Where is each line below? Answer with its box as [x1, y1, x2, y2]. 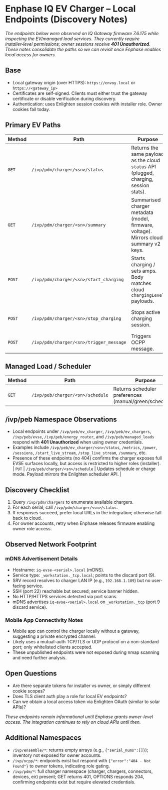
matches [131, 280, 151, 287]
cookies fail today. [12, 106, 50, 112]
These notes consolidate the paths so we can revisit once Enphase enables [5, 46, 161, 52]
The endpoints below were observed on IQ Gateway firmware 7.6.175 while [5, 30, 159, 36]
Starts [131, 255, 145, 262]
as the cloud [131, 157, 160, 164]
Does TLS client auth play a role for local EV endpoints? [12, 693, 127, 699]
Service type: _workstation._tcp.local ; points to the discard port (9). [12, 572, 156, 578]
